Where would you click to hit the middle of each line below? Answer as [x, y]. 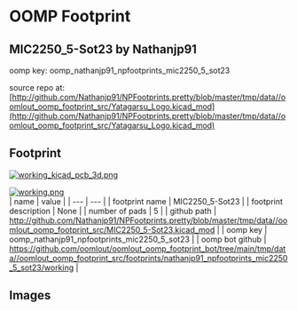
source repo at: [37, 88]
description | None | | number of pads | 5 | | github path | [113, 211]
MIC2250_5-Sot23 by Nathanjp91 [103, 49]
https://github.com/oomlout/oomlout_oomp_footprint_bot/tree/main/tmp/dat [148, 248]
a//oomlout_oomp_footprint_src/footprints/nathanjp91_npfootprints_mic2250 [148, 258]
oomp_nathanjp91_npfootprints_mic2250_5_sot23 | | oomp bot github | [138, 239]
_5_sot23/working [42, 267]
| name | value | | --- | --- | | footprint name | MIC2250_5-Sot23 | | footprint [146, 201]
